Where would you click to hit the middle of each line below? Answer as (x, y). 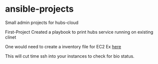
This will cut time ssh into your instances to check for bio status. (70, 56)
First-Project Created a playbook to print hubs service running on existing (79, 32)
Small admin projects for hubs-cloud (42, 22)
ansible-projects (39, 9)
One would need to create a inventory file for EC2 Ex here (63, 46)
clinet (11, 37)
